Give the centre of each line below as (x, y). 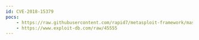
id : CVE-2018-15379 (30, 11)
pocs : (12, 17)
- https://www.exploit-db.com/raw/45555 (67, 28)
